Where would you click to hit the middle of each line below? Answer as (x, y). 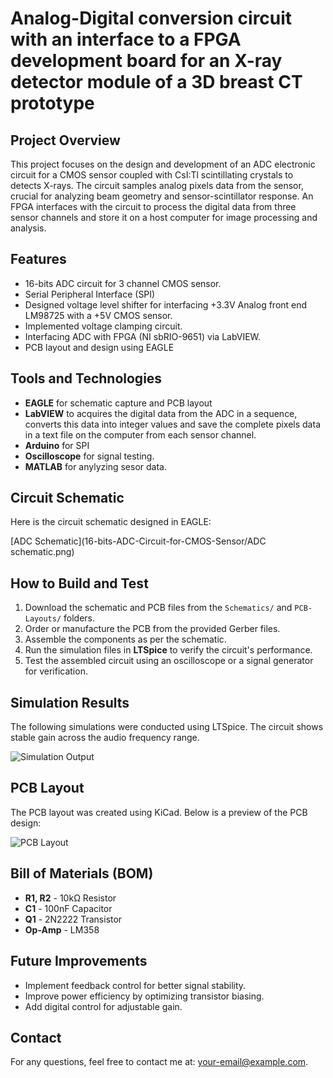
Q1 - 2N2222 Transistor (73, 919)
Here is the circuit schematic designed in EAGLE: (111, 522)
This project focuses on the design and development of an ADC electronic (163, 164)
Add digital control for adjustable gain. (103, 1006)
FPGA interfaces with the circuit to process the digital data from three (153, 206)
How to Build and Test (79, 583)
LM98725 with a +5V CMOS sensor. (98, 315)
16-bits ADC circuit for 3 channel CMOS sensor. (123, 283)
